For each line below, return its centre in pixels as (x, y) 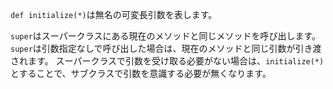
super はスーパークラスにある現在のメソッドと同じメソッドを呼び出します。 (165, 36)
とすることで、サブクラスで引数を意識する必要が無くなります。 (141, 73)
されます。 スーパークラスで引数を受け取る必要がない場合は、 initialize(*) (167, 61)
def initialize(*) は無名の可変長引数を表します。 (114, 14)
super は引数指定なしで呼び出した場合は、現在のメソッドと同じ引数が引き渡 (166, 48)
